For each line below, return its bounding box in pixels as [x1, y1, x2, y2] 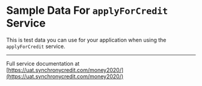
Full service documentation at [6, 60, 80, 67]
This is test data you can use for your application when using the [6, 36, 167, 43]
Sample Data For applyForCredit [6, 4, 168, 17]
